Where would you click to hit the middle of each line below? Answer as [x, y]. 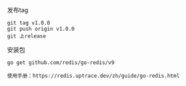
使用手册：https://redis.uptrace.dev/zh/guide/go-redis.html [93, 76]
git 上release [27, 36]
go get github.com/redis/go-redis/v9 [61, 63]
